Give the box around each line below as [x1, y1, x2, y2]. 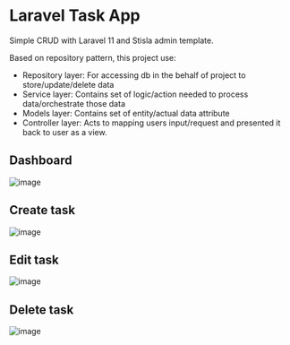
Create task [9, 203, 76, 218]
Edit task [9, 252, 60, 267]
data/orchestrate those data [21, 98, 125, 108]
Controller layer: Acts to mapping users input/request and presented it [21, 117, 281, 128]
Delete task [9, 302, 74, 317]
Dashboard [9, 153, 72, 168]
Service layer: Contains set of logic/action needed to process [21, 89, 249, 99]
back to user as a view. [21, 126, 107, 137]
